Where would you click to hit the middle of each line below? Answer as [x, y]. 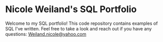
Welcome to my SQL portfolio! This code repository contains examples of [81, 23]
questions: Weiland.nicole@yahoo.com [46, 34]
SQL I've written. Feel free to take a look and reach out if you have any [78, 28]
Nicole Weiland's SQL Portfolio [71, 9]
